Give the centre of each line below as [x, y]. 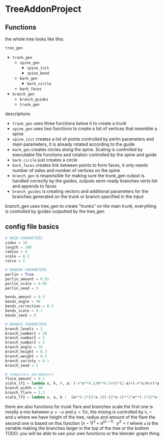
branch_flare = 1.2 [25, 393]
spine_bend [38, 73]
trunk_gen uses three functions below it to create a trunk [69, 123]
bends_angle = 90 [23, 302]
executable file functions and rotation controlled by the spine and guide [84, 155]
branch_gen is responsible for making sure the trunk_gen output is [78, 175]
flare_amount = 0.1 [25, 379]
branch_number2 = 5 [25, 338]
